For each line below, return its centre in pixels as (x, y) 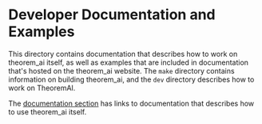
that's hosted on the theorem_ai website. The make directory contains (121, 70)
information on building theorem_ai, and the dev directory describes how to (131, 79)
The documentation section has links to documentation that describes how (131, 103)
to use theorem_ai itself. (48, 112)
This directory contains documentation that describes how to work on (123, 54)
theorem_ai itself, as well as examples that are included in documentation (129, 62)
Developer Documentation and (112, 15)
